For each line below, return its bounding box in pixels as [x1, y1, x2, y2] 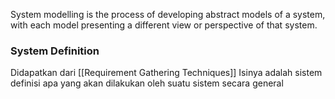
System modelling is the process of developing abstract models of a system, [10, 9, 326, 20]
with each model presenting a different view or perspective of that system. [10, 19, 318, 31]
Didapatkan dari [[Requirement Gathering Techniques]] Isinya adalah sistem [10, 67, 323, 79]
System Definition [10, 44, 100, 58]
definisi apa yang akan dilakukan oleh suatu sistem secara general [10, 77, 284, 89]
